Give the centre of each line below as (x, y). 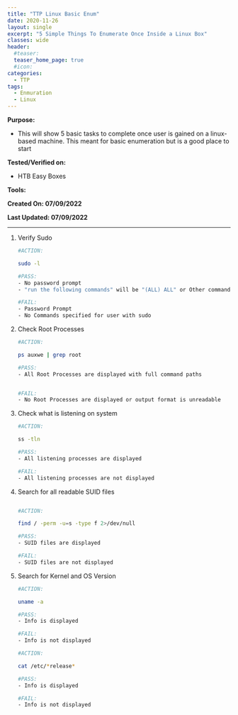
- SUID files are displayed (59, 543)
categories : (25, 73)
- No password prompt (49, 283)
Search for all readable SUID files (66, 492)
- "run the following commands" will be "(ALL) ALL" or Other (111, 289)
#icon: (23, 67)
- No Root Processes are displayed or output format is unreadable (119, 400)
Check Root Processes (51, 329)
